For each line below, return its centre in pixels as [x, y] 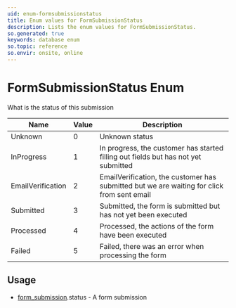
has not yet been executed [143, 214]
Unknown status [126, 136]
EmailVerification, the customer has [158, 177]
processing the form [133, 255]
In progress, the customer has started [162, 148]
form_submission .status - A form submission [82, 297]
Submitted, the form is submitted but [160, 206]
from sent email [125, 194]
